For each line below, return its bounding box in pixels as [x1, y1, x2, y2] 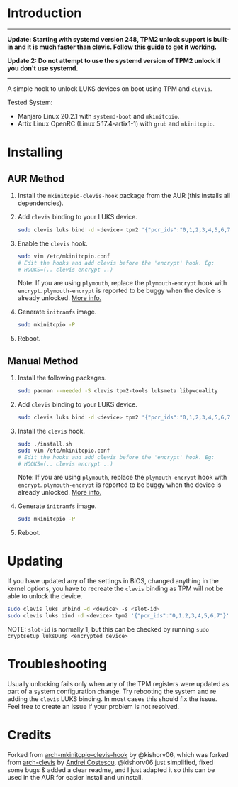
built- [212, 35, 230, 43]
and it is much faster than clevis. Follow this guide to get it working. [13, 43, 217, 51]
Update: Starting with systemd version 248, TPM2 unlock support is [7, 35, 212, 43]
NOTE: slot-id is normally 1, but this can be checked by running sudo [7, 624, 209, 633]
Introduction [7, 5, 82, 21]
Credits [7, 727, 52, 743]
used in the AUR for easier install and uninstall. [7, 773, 144, 781]
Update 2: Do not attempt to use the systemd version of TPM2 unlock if [7, 56, 221, 65]
